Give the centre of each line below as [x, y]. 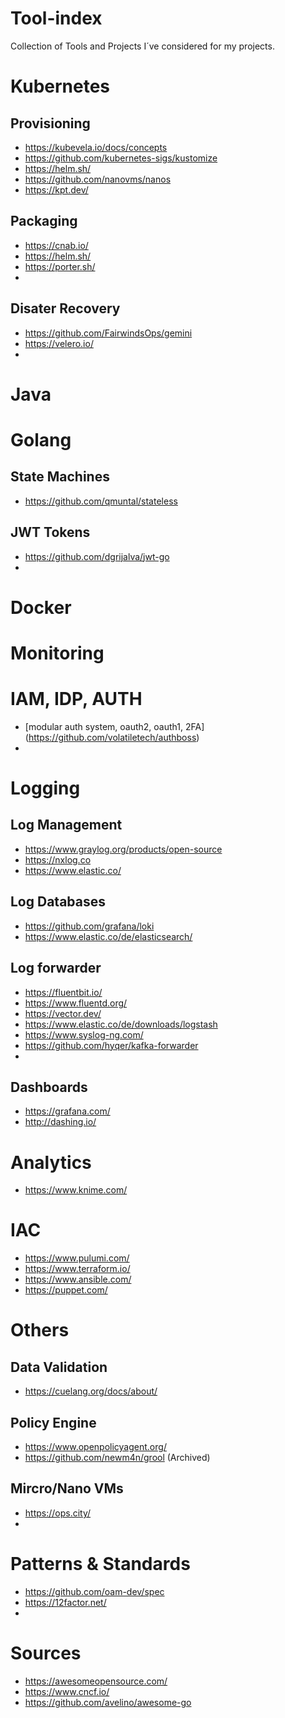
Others [40, 1330]
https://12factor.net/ [65, 1602]
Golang [41, 439]
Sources [46, 1653]
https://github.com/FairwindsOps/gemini [108, 333]
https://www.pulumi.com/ [77, 1258]
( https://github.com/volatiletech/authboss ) [112, 737]
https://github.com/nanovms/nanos [98, 179]
